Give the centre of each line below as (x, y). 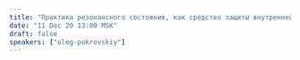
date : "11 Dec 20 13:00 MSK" (63, 26)
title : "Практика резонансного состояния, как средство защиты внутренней (151, 17)
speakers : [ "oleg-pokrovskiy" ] (67, 42)
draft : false (33, 34)
